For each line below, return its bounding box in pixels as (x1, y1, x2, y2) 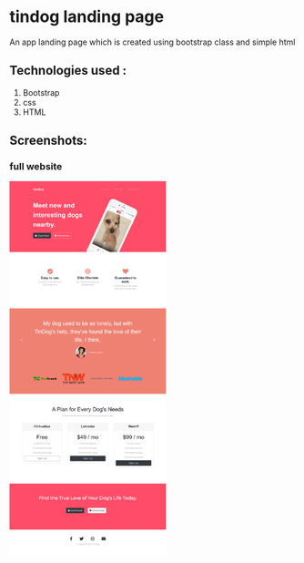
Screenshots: (9, 133, 88, 148)
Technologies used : (9, 63, 127, 78)
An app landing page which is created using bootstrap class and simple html (9, 36, 296, 47)
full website (9, 160, 63, 173)
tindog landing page (9, 6, 165, 27)
